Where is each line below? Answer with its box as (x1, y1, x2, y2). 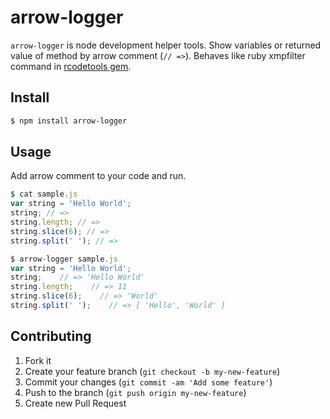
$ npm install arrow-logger (10, 116, 128, 126)
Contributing (10, 328, 92, 345)
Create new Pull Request (24, 397, 127, 409)
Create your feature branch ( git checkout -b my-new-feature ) (24, 365, 281, 377)
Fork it (24, 354, 52, 366)
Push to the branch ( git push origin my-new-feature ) (24, 386, 247, 398)
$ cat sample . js (10, 189, 78, 200)
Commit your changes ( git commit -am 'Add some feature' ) (24, 376, 273, 388)
